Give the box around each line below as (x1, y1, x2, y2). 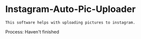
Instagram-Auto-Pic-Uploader (5, 3, 136, 15)
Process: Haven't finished (5, 28, 60, 34)
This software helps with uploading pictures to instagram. (5, 20, 136, 25)
